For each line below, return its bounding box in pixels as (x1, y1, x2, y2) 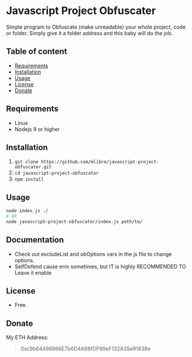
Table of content (6, 47, 67, 57)
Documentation (6, 235, 64, 245)
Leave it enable (14, 269, 52, 276)
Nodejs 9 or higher (14, 126, 60, 133)
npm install (14, 176, 44, 182)
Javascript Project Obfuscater (6, 4, 156, 18)
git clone (14, 159, 39, 165)
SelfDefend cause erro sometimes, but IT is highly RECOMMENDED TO (14, 263, 186, 270)
